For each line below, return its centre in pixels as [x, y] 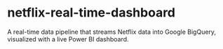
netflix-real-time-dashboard [92, 13]
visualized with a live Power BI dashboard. [68, 39]
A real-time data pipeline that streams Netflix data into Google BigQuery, [111, 32]
